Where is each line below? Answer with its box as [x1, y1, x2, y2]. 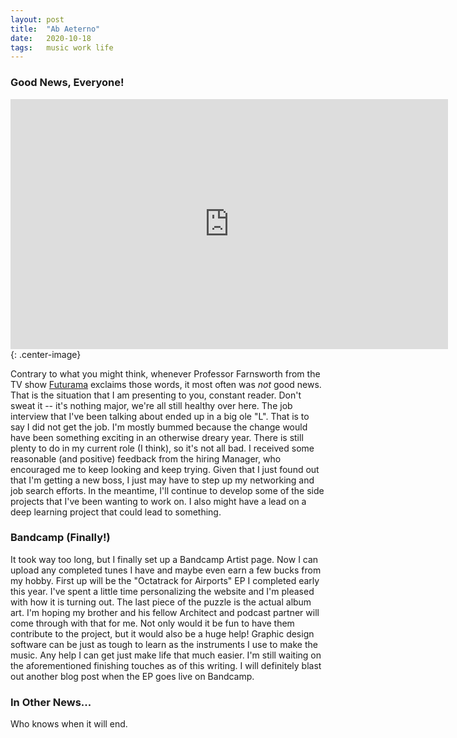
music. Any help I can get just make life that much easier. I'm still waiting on [10, 649, 322, 661]
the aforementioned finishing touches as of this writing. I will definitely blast [10, 659, 322, 671]
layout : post [10, 14, 65, 25]
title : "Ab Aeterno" [10, 24, 101, 34]
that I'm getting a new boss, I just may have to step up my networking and [10, 474, 315, 486]
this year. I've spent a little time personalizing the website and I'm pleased [10, 585, 315, 597]
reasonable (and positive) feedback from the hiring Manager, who [10, 452, 282, 465]
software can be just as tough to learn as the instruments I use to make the [10, 638, 318, 650]
